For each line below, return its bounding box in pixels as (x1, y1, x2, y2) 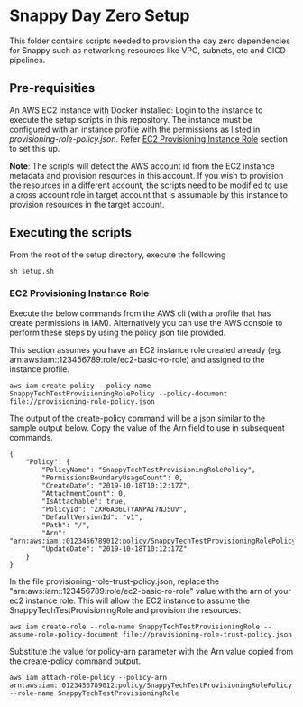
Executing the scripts (9, 225, 133, 240)
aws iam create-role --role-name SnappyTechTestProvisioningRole (9, 622, 260, 631)
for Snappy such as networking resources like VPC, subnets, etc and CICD (9, 44, 287, 55)
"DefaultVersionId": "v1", (41, 512, 143, 522)
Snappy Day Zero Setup (9, 5, 190, 26)
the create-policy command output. (9, 656, 142, 666)
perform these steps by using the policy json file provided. (9, 327, 226, 338)
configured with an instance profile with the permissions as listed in (9, 124, 261, 135)
